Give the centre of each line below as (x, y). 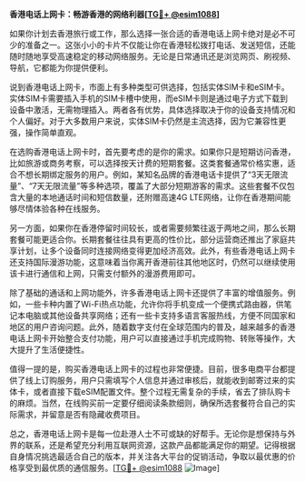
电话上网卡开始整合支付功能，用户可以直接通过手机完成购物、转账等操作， (148, 338)
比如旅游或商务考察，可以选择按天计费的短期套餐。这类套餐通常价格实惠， (148, 163)
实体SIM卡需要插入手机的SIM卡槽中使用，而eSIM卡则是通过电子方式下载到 (149, 98)
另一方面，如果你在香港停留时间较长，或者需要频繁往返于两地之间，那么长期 (152, 228)
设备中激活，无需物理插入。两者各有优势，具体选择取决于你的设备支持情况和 (152, 110)
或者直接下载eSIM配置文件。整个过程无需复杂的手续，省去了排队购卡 (162, 392)
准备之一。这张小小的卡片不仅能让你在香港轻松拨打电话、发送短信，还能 (160, 45)
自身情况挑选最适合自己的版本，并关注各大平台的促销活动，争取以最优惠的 (148, 457)
